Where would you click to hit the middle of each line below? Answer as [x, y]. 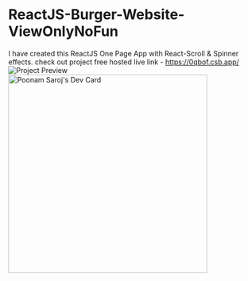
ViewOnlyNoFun [64, 31]
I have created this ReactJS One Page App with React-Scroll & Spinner [124, 53]
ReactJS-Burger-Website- [97, 15]
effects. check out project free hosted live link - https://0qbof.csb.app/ [124, 62]
